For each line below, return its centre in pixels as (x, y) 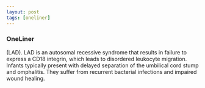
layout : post (23, 12)
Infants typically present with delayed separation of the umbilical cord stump (103, 65)
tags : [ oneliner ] (28, 18)
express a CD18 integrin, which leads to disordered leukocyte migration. (97, 59)
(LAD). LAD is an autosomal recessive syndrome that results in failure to (97, 52)
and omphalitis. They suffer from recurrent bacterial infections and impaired (102, 71)
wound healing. (26, 78)
